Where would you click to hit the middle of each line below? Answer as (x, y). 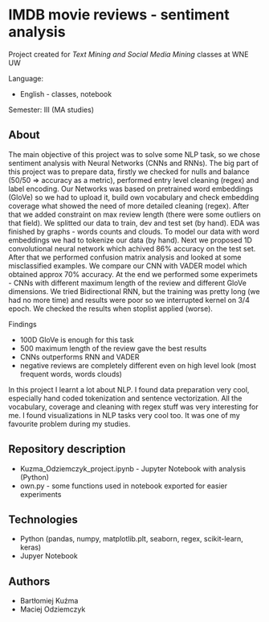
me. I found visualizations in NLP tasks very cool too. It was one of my (124, 415)
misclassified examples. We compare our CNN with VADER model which (128, 265)
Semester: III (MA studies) (51, 110)
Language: (26, 78)
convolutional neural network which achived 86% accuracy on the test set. (132, 248)
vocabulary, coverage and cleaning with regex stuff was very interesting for (133, 406)
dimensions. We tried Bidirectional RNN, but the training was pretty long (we (134, 291)
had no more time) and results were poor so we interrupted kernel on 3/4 (129, 300)
